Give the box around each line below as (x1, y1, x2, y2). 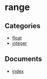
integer (12, 40, 27, 46)
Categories (5, 22, 41, 30)
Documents (5, 55, 42, 63)
